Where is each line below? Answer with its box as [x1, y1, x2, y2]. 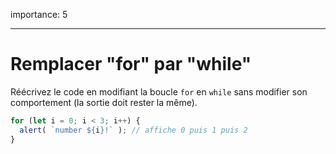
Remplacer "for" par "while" [10, 53, 252, 76]
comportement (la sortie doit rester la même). [10, 96, 198, 108]
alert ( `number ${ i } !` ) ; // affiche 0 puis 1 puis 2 [19, 125, 248, 135]
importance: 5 [10, 9, 68, 20]
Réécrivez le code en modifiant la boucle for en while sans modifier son [10, 85, 308, 98]
